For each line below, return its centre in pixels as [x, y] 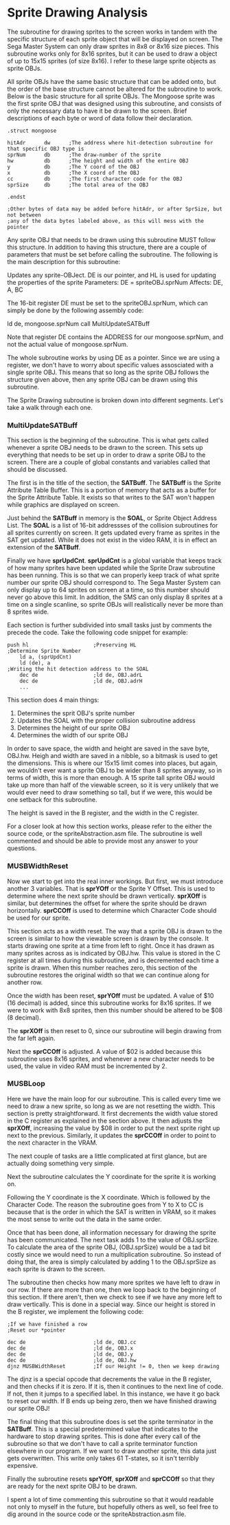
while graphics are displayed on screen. [64, 505]
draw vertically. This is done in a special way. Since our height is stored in [112, 1304]
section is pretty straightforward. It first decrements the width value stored [113, 1113]
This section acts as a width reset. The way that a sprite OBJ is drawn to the [115, 931]
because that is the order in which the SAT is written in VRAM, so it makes [112, 1211]
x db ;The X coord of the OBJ [73, 173]
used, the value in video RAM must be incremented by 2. [87, 1066]
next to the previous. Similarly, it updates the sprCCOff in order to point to [112, 1135]
